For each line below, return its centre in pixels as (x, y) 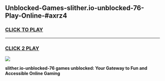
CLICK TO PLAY (24, 30)
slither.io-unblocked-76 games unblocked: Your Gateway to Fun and (76, 68)
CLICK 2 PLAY (22, 48)
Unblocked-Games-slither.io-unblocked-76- (75, 8)
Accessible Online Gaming (33, 73)
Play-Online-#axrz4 (36, 16)
